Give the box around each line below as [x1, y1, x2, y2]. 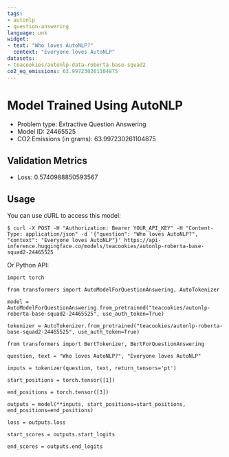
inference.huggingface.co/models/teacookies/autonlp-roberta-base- [7, 243, 205, 250]
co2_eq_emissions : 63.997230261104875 [7, 68, 118, 74]
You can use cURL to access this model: [7, 212, 122, 220]
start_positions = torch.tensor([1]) [7, 377, 116, 384]
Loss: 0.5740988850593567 [17, 173, 98, 181]
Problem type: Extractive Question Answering [17, 120, 146, 128]
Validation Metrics [7, 154, 87, 166]
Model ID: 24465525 [17, 128, 76, 136]
